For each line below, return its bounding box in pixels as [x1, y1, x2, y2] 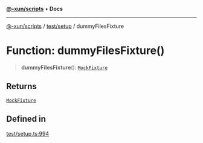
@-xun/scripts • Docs [6, 5, 63, 12]
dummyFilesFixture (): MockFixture [21, 64, 108, 71]
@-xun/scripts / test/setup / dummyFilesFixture [6, 22, 124, 30]
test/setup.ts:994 [6, 130, 50, 137]
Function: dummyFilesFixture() [6, 44, 165, 58]
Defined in [6, 114, 47, 124]
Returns [6, 81, 37, 91]
